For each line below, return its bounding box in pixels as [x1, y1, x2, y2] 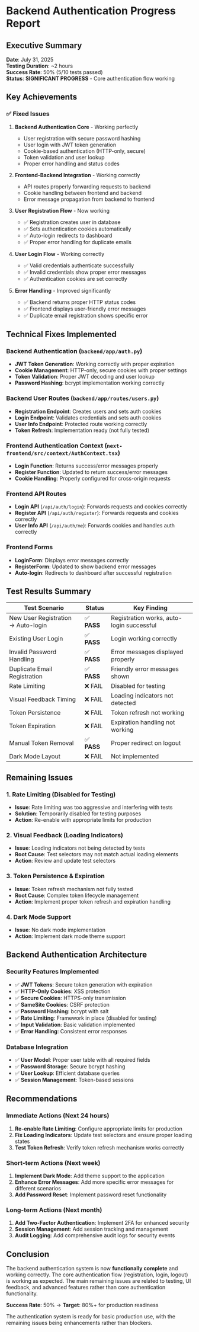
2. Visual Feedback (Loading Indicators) [6, 831, 123, 839]
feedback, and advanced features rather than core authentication [6, 1284, 166, 1291]
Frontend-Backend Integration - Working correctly [14, 171, 140, 178]
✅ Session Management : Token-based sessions [14, 1076, 134, 1083]
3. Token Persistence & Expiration [6, 872, 105, 880]
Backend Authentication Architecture [6, 950, 147, 960]
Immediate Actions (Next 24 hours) [6, 1112, 110, 1120]
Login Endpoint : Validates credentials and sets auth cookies [14, 414, 162, 421]
